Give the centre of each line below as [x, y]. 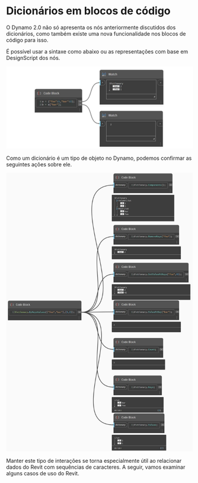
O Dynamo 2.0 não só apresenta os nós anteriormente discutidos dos [91, 27]
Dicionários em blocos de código [88, 11]
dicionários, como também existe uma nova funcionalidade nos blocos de [96, 33]
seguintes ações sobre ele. [39, 165]
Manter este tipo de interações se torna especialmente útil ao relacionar [94, 460]
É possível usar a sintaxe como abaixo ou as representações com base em [97, 51]
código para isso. [27, 40]
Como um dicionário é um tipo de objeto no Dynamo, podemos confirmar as [99, 158]
